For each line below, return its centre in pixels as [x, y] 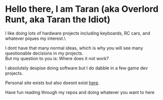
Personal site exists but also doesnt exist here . [52, 83]
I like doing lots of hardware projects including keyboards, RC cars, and [78, 33]
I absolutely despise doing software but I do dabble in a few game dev [77, 68]
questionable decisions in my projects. [44, 53]
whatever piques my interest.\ [35, 38]
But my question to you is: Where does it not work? [57, 58]
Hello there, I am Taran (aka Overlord [82, 9]
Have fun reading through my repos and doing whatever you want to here [80, 92]
